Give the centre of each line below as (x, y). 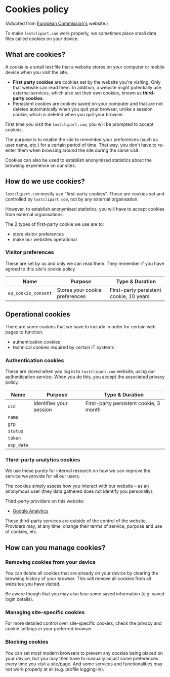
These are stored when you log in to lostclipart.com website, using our (80, 371)
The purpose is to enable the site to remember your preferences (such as (82, 139)
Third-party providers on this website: (45, 501)
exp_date (18, 445)
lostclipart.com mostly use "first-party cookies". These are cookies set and (85, 193)
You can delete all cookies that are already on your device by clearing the (82, 573)
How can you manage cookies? (55, 547)
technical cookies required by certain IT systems (63, 347)
